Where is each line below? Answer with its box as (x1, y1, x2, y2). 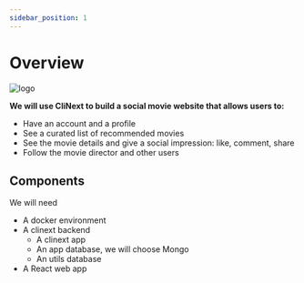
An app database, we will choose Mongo (35, 244, 189, 255)
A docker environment (22, 215, 106, 226)
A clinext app (35, 234, 86, 246)
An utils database (35, 254, 102, 265)
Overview (9, 52, 85, 73)
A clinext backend (22, 225, 91, 236)
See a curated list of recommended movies (22, 127, 185, 138)
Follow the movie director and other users (22, 147, 179, 157)
